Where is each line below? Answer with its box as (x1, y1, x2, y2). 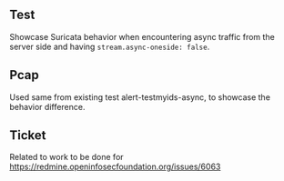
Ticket (9, 127, 46, 144)
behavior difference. (9, 101, 86, 112)
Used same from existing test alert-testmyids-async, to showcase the (9, 91, 271, 103)
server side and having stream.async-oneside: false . (9, 41, 210, 52)
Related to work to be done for (9, 152, 125, 163)
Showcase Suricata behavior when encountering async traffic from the (9, 31, 275, 42)
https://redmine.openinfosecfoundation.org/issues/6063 (9, 161, 221, 172)
